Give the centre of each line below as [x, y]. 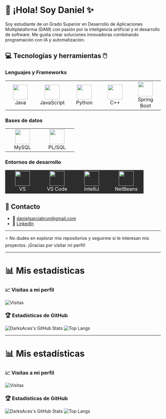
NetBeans [126, 189]
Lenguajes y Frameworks [36, 73]
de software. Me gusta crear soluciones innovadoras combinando [72, 35]
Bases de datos [24, 120]
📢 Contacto [23, 207]
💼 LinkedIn [23, 224]
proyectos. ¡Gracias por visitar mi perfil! [45, 245]
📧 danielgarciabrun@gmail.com [44, 219]
